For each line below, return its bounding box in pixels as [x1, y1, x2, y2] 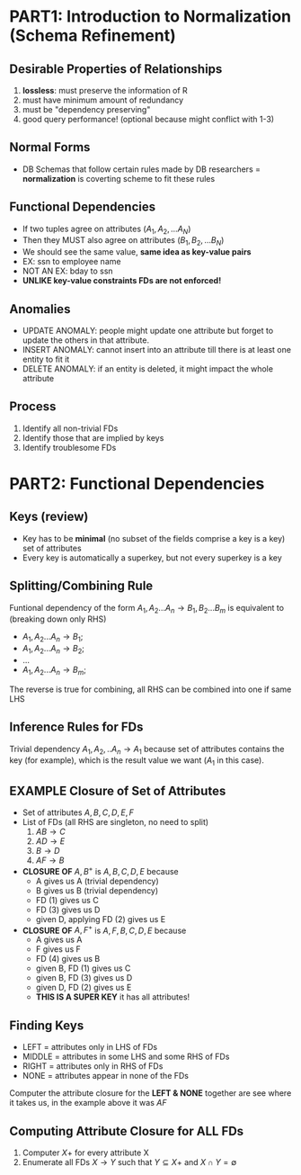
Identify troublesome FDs [22, 442, 117, 453]
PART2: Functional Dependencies [9, 474, 265, 494]
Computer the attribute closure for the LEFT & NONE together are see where [9, 1088, 292, 1099]
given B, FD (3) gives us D [35, 973, 133, 983]
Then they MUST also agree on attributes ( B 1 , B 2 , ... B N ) [22, 235, 225, 248]
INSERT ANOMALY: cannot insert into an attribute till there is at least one [22, 345, 292, 355]
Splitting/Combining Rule [9, 579, 154, 594]
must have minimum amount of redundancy [22, 94, 184, 105]
